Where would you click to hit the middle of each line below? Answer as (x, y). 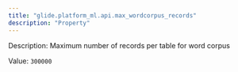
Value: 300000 (30, 61)
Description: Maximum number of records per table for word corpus (119, 45)
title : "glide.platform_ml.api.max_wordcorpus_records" (102, 15)
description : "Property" (49, 23)
